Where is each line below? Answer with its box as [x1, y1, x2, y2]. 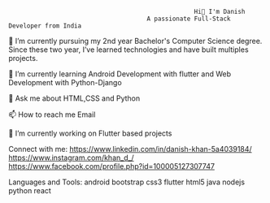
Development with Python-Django [8, 78, 122, 87]
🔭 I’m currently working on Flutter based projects [8, 128, 172, 138]
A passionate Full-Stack [146, 15, 231, 23]
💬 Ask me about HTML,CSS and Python [8, 93, 141, 103]
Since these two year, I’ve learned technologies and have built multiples [8, 45, 250, 54]
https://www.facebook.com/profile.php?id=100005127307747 [8, 162, 216, 171]
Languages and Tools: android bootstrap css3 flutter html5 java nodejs [8, 177, 246, 187]
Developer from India [8, 22, 82, 30]
